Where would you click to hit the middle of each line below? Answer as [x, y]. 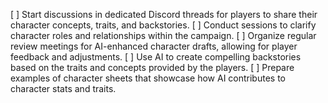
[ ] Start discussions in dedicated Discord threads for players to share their [164, 14]
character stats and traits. [63, 88]
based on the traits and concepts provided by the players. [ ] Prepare [152, 67]
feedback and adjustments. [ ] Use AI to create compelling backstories [156, 57]
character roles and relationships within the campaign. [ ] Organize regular [163, 35]
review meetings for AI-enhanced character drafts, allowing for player [154, 46]
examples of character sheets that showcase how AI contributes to [148, 78]
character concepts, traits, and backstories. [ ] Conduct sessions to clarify [163, 25]
